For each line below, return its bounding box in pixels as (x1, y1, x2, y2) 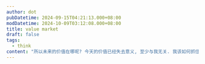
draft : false (6, 32, 40, 38)
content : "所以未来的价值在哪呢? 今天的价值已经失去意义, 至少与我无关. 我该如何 (6, 49, 191, 55)
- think (12, 43, 32, 49)
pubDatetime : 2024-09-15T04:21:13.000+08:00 (6, 15, 121, 21)
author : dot (6, 9, 37, 15)
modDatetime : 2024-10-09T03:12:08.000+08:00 (6, 20, 121, 26)
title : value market (6, 26, 59, 32)
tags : (6, 37, 20, 43)
